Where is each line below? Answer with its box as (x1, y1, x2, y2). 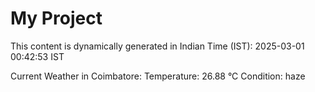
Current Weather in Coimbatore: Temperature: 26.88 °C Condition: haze (10, 70, 306, 82)
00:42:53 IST (10, 50, 65, 62)
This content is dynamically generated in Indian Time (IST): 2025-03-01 (10, 40, 305, 52)
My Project (10, 7, 103, 30)
